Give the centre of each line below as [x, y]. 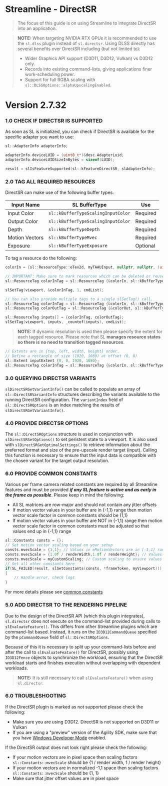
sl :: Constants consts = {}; [34, 540]
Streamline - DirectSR [51, 9]
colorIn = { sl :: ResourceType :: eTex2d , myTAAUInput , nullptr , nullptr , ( [82, 267]
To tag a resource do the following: [41, 258]
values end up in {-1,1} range [42, 531]
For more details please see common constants [54, 592]
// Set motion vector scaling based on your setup [59, 545]
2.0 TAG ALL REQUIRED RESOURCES [50, 181]
